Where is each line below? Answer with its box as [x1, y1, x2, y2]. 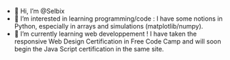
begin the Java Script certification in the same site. [14, 45, 164, 53]
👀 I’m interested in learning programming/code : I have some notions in [14, 14, 223, 23]
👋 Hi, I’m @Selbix [14, 7, 65, 15]
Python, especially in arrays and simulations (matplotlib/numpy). [14, 22, 204, 30]
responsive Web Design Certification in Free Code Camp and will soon [14, 37, 221, 46]
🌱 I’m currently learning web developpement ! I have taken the [14, 29, 197, 38]
